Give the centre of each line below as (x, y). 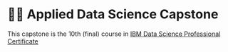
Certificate (23, 41)
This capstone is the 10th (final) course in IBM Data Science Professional (114, 34)
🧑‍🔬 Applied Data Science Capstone (113, 14)
